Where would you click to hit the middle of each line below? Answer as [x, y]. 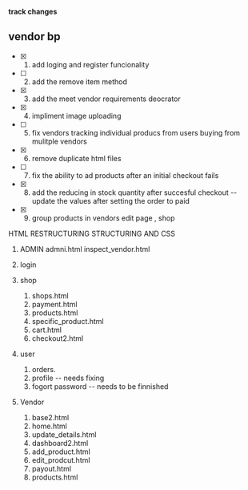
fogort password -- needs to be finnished [100, 386]
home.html [50, 426]
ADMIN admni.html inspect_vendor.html [85, 249]
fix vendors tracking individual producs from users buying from [136, 132]
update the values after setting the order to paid [111, 200]
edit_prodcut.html [61, 460]
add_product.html [61, 452]
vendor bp [34, 36]
